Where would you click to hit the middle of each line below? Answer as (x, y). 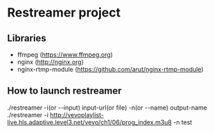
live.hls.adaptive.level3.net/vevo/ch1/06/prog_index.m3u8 (89, 122)
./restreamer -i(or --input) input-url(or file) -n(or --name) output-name (107, 108)
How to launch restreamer (65, 91)
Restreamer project (64, 13)
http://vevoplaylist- (77, 114)
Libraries (27, 38)
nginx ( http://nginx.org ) (51, 62)
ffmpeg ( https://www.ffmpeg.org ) (65, 54)
